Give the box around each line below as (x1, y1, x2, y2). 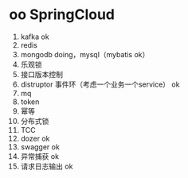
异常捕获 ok (20, 151, 59, 161)
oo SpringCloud (9, 6, 115, 24)
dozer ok (20, 133, 50, 143)
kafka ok (20, 32, 50, 41)
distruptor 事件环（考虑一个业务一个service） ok (20, 79, 180, 89)
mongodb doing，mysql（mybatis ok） (20, 49, 150, 59)
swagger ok (20, 141, 61, 152)
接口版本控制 (20, 69, 63, 79)
